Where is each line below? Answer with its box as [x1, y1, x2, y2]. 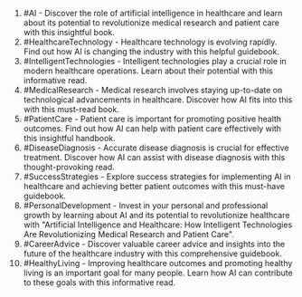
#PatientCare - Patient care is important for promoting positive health [23, 113, 282, 124]
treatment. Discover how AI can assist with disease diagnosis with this [23, 152, 286, 162]
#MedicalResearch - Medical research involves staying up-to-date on [23, 85, 283, 95]
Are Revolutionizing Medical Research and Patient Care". [23, 229, 234, 239]
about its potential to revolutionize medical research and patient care [23, 17, 279, 28]
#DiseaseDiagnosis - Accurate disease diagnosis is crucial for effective [23, 142, 289, 153]
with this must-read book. [23, 104, 120, 114]
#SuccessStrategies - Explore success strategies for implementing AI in [23, 171, 291, 182]
